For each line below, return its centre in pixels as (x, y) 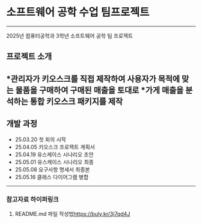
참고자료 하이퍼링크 (32, 200)
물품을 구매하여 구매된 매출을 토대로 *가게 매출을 (99, 90)
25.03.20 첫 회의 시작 (40, 139)
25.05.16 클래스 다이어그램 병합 (52, 177)
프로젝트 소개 (29, 57)
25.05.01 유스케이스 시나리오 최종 (54, 162)
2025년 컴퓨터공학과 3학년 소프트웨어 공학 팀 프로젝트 (70, 35)
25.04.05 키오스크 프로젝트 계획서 (55, 147)
